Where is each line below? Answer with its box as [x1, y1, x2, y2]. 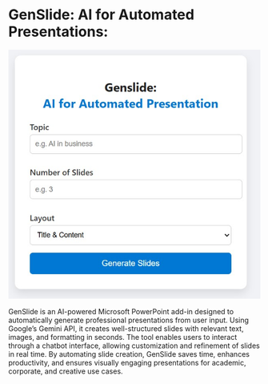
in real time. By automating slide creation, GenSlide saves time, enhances [8, 350, 250, 359]
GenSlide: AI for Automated [8, 6, 194, 24]
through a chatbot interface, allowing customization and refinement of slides [8, 341, 260, 350]
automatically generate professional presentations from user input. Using [8, 315, 250, 325]
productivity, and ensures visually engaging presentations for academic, [8, 358, 246, 368]
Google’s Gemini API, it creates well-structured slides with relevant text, [8, 324, 244, 333]
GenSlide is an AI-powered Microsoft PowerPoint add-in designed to [8, 307, 234, 317]
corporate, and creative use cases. [8, 366, 123, 376]
